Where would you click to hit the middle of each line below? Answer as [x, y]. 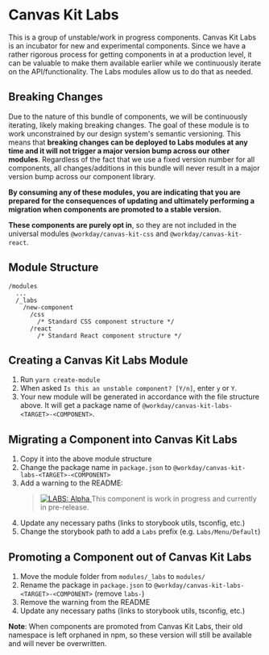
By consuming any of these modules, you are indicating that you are [124, 192]
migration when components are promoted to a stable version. [115, 209]
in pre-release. [64, 507]
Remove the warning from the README [85, 602]
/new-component [48, 307]
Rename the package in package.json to [86, 585]
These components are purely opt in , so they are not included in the [122, 225]
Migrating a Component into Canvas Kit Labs [123, 439]
